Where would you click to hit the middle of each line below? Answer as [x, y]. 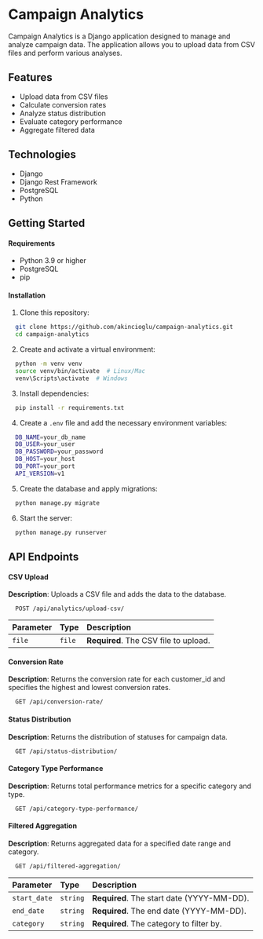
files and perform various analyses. [65, 53]
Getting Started [47, 223]
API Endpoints [44, 557]
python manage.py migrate [58, 503]
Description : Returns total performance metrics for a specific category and [130, 786]
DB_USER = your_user [46, 444]
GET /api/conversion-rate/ [59, 702]
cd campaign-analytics [52, 334]
